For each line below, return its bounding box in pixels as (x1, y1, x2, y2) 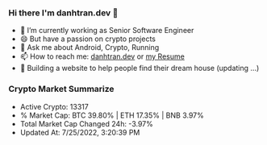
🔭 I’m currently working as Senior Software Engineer (19, 26, 194, 35)
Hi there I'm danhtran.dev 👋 (8, 7, 119, 19)
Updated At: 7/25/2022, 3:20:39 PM (19, 127, 140, 137)
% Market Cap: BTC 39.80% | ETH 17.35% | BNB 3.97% (19, 110, 204, 120)
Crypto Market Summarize (8, 84, 115, 95)
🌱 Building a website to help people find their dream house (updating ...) (19, 64, 260, 73)
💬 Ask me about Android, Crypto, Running (19, 43, 160, 52)
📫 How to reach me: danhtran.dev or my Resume (19, 52, 186, 61)
